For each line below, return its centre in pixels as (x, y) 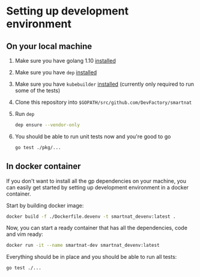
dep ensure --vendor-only (47, 125)
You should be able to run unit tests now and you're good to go (93, 136)
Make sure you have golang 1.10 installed (65, 61)
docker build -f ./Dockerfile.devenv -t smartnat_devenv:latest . (91, 216)
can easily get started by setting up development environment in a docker (98, 187)
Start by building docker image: (45, 205)
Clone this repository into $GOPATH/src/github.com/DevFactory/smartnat (103, 102)
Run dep (25, 114)
